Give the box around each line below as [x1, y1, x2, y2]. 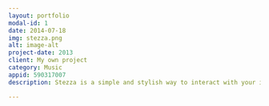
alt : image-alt [8, 41, 59, 49]
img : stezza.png [8, 33, 62, 42]
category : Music [8, 64, 62, 72]
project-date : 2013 [8, 49, 74, 57]
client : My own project [8, 57, 88, 65]
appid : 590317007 [8, 71, 66, 79]
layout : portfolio [8, 11, 70, 20]
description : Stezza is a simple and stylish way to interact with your [8, 78, 256, 86]
